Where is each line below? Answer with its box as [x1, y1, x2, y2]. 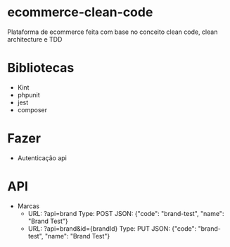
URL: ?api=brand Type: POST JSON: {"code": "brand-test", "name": [27, 209, 224, 217]
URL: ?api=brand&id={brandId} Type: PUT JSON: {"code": [27, 224, 197, 233]
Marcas [17, 202, 40, 210]
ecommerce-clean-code [7, 4, 153, 20]
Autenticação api [17, 153, 67, 162]
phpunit [17, 90, 40, 99]
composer [17, 105, 48, 114]
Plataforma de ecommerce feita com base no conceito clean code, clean [7, 28, 218, 36]
